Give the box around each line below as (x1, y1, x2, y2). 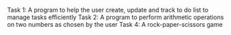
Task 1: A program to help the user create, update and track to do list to (7, 6, 208, 14)
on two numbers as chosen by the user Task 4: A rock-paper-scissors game (7, 21, 223, 28)
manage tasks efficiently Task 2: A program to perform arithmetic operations (7, 13, 224, 21)
